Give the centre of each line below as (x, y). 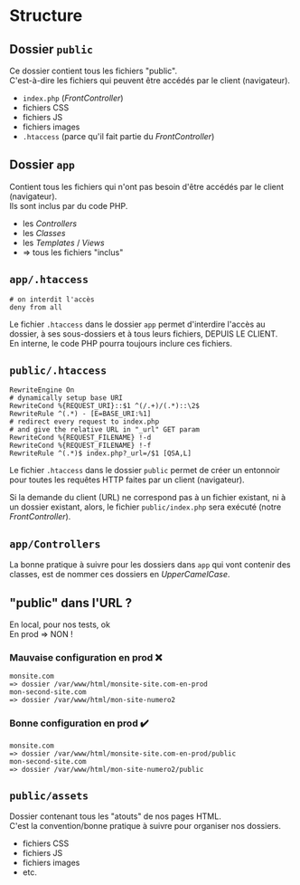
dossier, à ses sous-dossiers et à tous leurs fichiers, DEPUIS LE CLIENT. (144, 333)
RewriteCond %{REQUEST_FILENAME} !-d (80, 438)
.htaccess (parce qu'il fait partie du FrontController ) (118, 136)
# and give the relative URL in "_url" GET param (105, 430)
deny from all (36, 307)
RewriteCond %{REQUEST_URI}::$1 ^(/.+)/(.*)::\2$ (105, 406)
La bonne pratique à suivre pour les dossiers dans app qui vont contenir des (150, 565)
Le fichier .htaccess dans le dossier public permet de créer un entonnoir (145, 471)
